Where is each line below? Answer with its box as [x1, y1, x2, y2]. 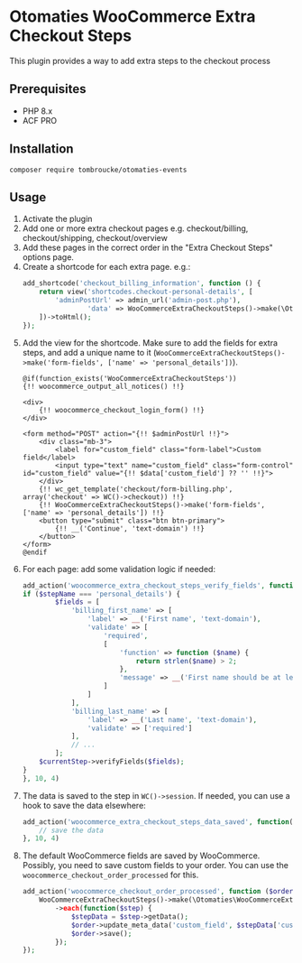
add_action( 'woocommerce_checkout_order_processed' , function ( [22, 887, 270, 896]
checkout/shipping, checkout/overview [22, 233, 169, 244]
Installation [9, 142, 74, 157]
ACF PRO [22, 115, 58, 125]
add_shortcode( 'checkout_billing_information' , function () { [22, 279, 261, 288]
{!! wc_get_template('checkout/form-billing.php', [39, 485, 233, 494]
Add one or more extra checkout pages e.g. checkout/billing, [22, 223, 249, 234]
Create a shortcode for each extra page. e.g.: [22, 262, 191, 273]
